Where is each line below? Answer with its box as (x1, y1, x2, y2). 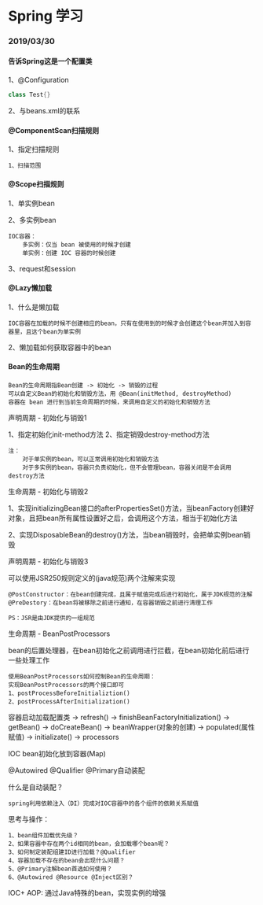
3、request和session (8, 264, 76, 273)
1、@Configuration (8, 76, 69, 85)
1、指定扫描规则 (8, 145, 60, 154)
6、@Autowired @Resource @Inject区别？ (8, 874, 134, 881)
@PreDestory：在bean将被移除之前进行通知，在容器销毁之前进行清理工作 (8, 599, 214, 607)
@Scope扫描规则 (8, 179, 64, 189)
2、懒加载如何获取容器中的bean (8, 342, 111, 352)
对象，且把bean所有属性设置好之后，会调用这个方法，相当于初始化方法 (8, 513, 238, 523)
